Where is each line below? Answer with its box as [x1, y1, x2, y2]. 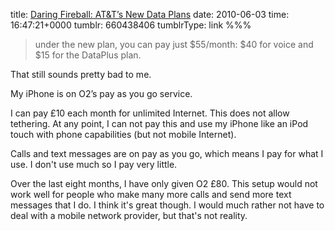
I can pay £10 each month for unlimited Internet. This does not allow [10, 107, 290, 119]
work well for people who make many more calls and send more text [10, 189, 292, 200]
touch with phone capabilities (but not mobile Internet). [10, 129, 237, 140]
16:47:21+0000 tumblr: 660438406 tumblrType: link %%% [10, 19, 252, 31]
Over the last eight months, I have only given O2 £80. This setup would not [10, 178, 318, 189]
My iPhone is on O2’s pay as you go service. [10, 88, 193, 99]
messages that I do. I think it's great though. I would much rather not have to [10, 199, 325, 211]
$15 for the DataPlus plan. [34, 49, 142, 61]
